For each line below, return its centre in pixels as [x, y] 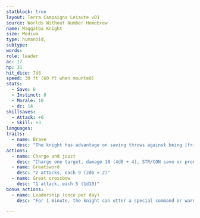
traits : [16, 134]
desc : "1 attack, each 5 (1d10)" [58, 184]
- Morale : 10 [28, 100]
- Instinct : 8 [29, 95]
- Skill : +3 [26, 123]
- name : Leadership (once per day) [56, 195]
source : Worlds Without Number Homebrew [57, 23]
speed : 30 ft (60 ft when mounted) [50, 78]
